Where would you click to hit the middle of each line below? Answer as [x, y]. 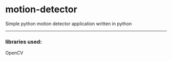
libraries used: [24, 42]
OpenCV [14, 53]
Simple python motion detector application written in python [69, 24]
